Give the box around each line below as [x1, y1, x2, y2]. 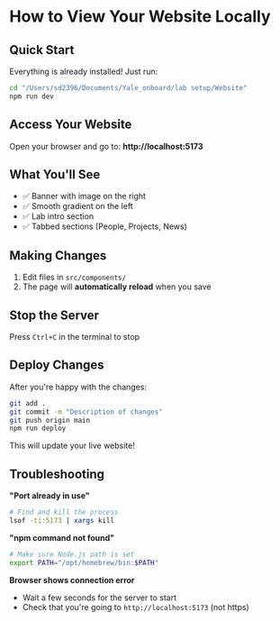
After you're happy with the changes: [9, 381, 147, 392]
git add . [9, 398, 47, 407]
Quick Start [9, 42, 75, 58]
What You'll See [9, 167, 101, 182]
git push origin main [9, 416, 91, 425]
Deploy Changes [9, 358, 105, 373]
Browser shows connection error [9, 574, 135, 585]
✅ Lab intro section [22, 211, 95, 222]
